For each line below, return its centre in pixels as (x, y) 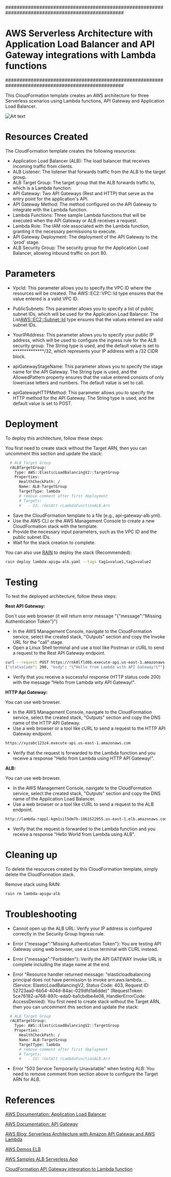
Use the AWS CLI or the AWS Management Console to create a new (83, 521)
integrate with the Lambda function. (50, 209)
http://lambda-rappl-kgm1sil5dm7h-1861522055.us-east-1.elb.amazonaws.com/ (87, 819)
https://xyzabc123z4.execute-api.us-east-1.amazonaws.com (68, 743)
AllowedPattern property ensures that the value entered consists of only (88, 377)
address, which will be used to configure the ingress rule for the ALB (84, 340)
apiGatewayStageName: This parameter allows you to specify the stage (88, 366)
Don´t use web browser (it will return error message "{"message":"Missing (83, 616)
